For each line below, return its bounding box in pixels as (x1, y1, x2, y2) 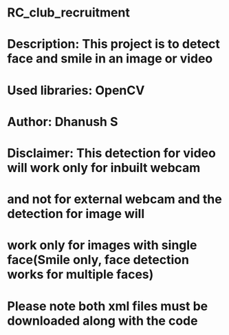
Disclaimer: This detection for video (7, 145, 217, 161)
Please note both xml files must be (7, 298, 208, 314)
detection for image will (7, 206, 145, 221)
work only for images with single (7, 237, 197, 253)
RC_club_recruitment (7, 5, 131, 21)
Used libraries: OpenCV (7, 83, 145, 98)
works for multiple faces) (7, 267, 154, 283)
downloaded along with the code (7, 313, 198, 328)
